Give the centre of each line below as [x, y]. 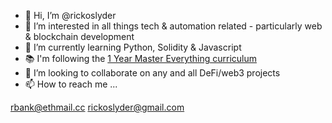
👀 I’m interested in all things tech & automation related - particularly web [173, 26]
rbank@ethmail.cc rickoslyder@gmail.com [97, 107]
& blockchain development [79, 36]
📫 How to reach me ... [71, 84]
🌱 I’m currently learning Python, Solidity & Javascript [133, 47]
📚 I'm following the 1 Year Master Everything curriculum [140, 58]
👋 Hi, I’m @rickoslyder [70, 15]
